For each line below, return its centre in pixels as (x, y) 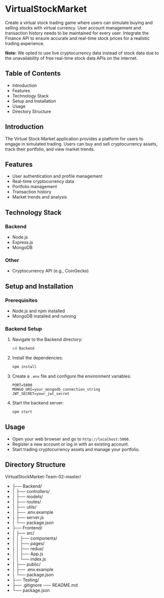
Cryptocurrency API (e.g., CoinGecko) (50, 271)
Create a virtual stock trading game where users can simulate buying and (79, 23)
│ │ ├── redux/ (28, 548)
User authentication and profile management (57, 176)
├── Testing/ (25, 580)
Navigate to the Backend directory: (47, 340)
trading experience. (25, 43)
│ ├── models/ (27, 497)
